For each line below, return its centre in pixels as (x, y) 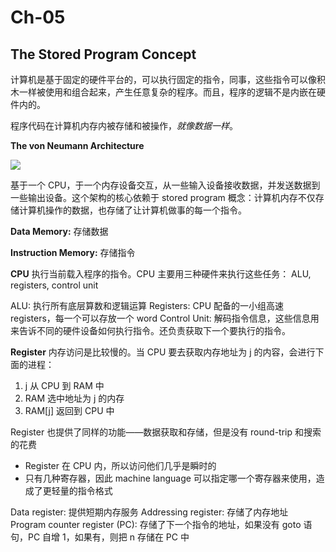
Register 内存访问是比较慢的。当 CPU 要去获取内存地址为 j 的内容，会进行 (163, 352)
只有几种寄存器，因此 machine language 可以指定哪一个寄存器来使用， (170, 478)
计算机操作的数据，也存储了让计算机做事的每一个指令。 (132, 210)
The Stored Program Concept (103, 54)
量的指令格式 (86, 490)
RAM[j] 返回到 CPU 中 (69, 410)
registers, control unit (54, 285)
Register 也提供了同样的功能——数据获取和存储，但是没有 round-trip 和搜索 (166, 432)
